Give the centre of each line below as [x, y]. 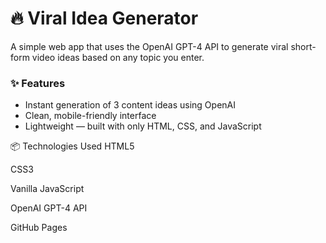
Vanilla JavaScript [47, 189]
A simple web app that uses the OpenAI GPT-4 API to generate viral [149, 46]
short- [303, 46]
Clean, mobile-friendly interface [90, 116]
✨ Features [38, 83]
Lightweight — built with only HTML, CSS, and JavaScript [143, 126]
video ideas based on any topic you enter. [118, 57]
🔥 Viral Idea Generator [104, 18]
